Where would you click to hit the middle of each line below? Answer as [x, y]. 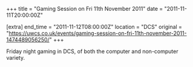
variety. [16, 58]
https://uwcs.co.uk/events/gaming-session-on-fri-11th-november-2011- [98, 33]
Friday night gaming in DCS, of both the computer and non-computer [92, 51]
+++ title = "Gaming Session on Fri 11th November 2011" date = [85, 9]
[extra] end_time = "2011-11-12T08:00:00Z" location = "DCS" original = [94, 27]
